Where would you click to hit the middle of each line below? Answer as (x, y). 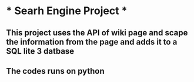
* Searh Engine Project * (67, 11)
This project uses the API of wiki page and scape (97, 33)
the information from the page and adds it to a (92, 42)
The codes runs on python (55, 71)
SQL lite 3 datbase (40, 51)
